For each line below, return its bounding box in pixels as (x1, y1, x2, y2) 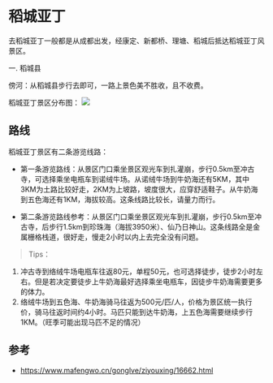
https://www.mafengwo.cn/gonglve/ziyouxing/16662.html (19, 365, 214, 375)
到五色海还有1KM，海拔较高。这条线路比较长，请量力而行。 (19, 194, 220, 204)
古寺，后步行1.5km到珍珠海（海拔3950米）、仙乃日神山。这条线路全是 (19, 222, 253, 231)
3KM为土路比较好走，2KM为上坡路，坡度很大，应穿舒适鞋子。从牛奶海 (19, 184, 258, 194)
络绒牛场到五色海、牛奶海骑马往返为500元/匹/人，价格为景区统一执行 (19, 297, 253, 307)
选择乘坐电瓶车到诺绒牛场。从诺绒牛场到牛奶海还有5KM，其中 (41, 174, 250, 183)
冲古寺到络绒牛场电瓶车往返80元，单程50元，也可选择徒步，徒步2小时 (19, 266, 256, 276)
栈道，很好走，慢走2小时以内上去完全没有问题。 (41, 232, 203, 242)
